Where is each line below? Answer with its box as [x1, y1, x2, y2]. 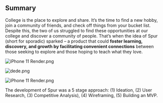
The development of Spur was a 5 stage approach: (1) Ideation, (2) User [5, 87, 153, 93]
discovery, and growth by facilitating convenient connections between [5, 43, 154, 49]
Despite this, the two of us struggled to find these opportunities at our [5, 27, 148, 34]
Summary [5, 4, 36, 12]
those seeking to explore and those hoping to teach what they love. [5, 49, 143, 54]
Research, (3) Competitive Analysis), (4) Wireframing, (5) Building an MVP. [5, 92, 158, 98]
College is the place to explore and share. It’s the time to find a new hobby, [5, 17, 158, 23]
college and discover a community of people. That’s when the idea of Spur [5, 33, 158, 39]
